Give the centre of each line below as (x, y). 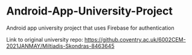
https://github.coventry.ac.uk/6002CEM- (135, 39)
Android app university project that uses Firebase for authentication (90, 28)
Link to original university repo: (45, 39)
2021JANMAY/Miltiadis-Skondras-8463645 (60, 46)
